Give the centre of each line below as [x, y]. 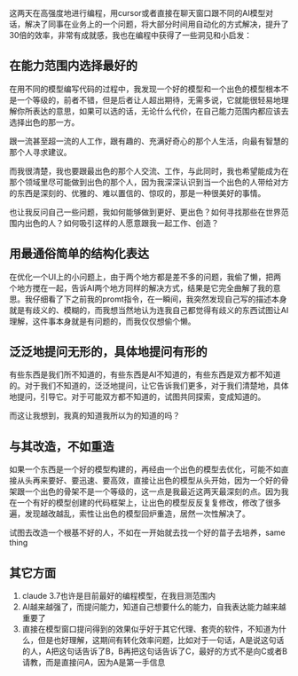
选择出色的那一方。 [44, 122]
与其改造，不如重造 [62, 446]
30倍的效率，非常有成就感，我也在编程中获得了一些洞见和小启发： [131, 35]
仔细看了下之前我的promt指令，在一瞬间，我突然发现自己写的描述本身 [160, 299]
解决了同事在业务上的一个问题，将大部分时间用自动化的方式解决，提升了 [157, 24]
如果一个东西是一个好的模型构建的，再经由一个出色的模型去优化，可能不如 [145, 469]
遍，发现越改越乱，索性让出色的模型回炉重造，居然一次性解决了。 [129, 514]
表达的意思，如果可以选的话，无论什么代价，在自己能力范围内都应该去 [161, 111]
